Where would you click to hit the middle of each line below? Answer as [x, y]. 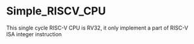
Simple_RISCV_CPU [56, 11]
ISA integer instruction [34, 34]
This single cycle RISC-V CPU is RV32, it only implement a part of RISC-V [97, 28]
